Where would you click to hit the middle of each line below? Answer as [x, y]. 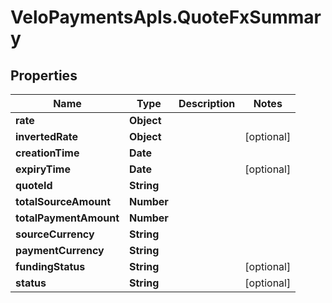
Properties [44, 75]
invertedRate [46, 136]
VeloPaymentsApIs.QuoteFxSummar [166, 17]
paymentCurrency [60, 250]
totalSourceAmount [63, 201]
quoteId [34, 185]
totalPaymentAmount [67, 218]
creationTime [47, 153]
